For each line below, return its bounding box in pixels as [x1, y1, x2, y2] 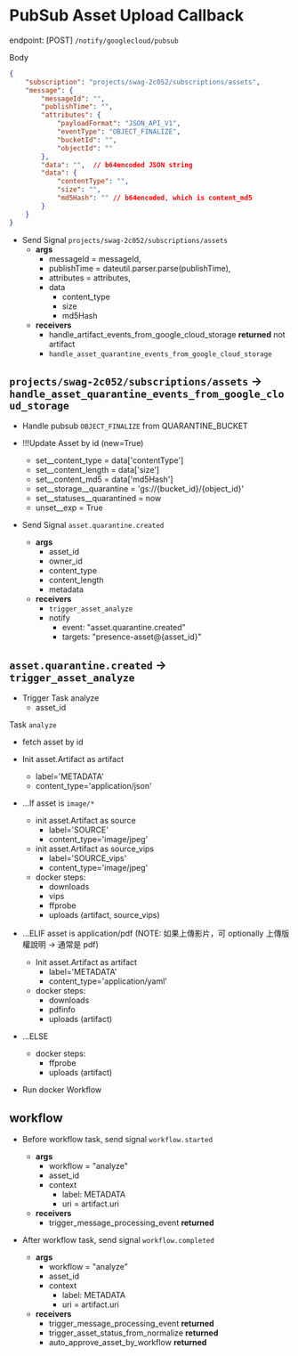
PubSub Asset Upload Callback [9, 5, 245, 26]
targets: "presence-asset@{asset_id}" [61, 631, 202, 642]
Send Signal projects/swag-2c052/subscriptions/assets [21, 234, 229, 245]
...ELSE [21, 1031, 49, 1042]
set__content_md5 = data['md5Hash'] [35, 474, 173, 485]
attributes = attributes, [48, 272, 131, 283]
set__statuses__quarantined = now [35, 493, 162, 504]
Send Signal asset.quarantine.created [21, 520, 165, 531]
